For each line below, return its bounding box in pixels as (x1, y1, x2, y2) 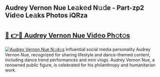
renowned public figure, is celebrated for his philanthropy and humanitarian (5, 62, 156, 68)
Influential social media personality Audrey (65, 47, 151, 52)
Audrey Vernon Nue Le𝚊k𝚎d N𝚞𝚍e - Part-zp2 (5, 4, 144, 12)
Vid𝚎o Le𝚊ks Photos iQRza (5, 12, 88, 20)
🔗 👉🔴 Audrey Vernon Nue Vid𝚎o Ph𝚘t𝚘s (5, 31, 130, 39)
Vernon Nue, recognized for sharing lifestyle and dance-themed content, (5, 52, 151, 57)
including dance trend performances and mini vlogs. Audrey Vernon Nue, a (5, 57, 155, 63)
